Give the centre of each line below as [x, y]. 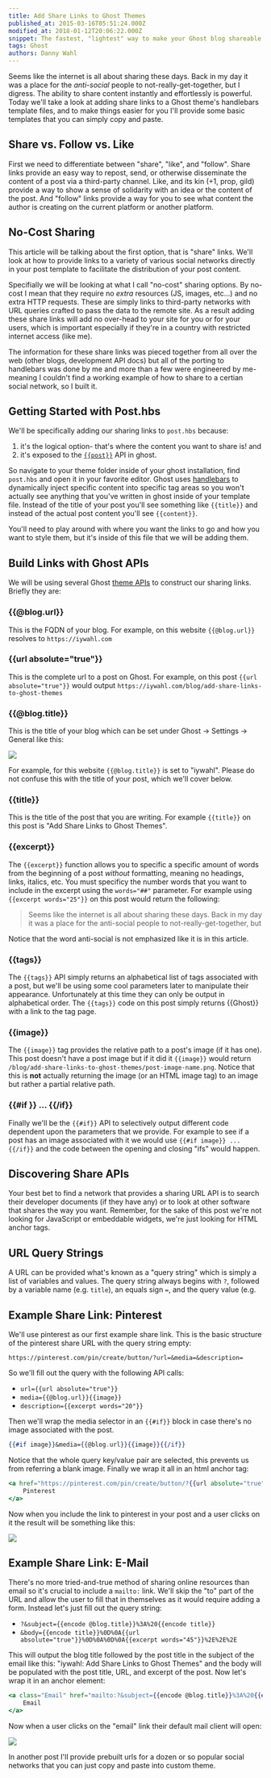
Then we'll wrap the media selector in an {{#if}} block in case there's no [130, 1421]
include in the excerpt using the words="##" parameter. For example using [130, 890]
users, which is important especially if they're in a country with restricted [129, 327]
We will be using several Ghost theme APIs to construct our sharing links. [130, 583]
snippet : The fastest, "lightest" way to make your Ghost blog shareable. [137, 38]
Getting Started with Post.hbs [85, 411]
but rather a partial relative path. [62, 1084]
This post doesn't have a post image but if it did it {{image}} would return [130, 1059]
